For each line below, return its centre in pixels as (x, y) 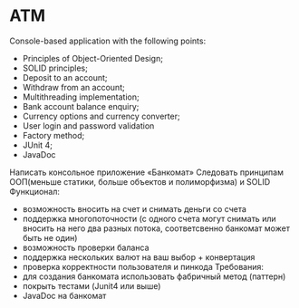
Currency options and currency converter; (101, 116)
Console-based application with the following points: (108, 41)
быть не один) (50, 237)
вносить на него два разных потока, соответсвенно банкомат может (156, 228)
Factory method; (53, 135)
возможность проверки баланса (86, 247)
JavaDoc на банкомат (64, 295)
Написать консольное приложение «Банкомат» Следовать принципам (146, 172)
